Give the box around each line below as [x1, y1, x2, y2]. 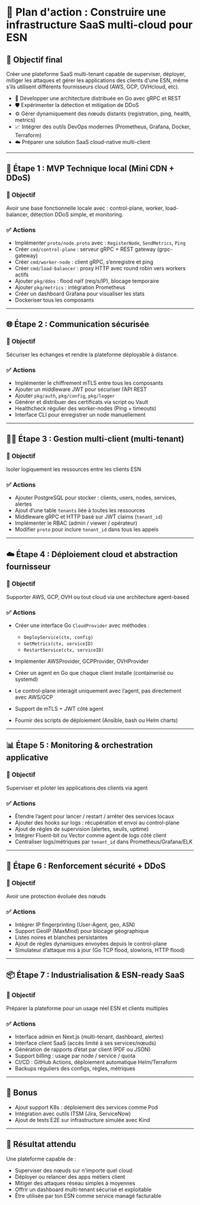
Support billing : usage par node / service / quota [14, 1052, 136, 1059]
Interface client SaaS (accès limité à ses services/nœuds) [14, 1039, 157, 1047]
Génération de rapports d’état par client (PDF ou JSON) [14, 1045, 151, 1053]
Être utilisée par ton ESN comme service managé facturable [14, 1192, 162, 1199]
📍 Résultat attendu [6, 1139, 76, 1149]
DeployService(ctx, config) [23, 634, 93, 640]
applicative [6, 753, 49, 763]
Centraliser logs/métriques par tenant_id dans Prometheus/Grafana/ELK [14, 838, 193, 845]
